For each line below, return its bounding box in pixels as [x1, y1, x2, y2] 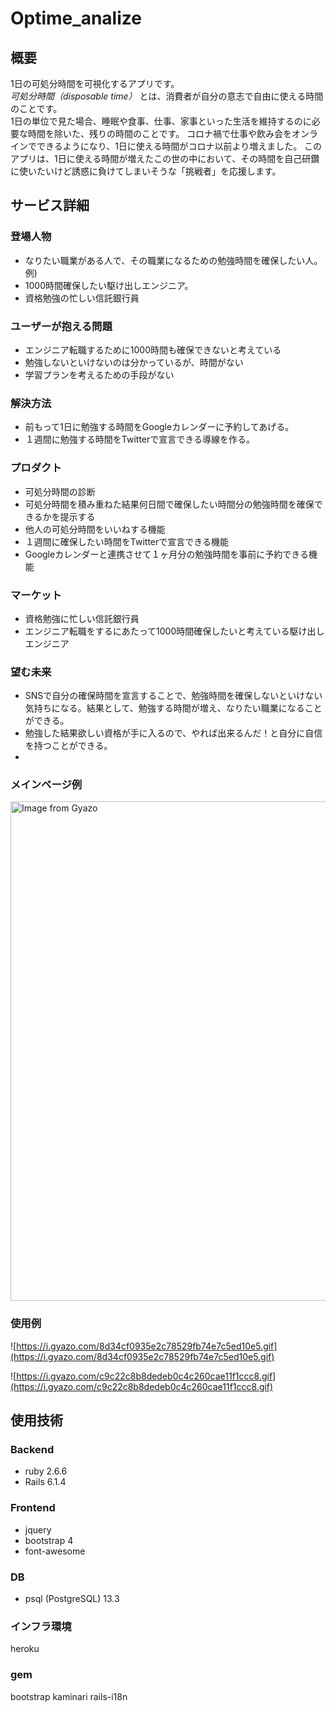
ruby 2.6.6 [24, 1465, 68, 1477]
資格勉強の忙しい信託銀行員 [24, 292, 140, 304]
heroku [10, 1643, 40, 1655]
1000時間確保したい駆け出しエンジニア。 [24, 279, 194, 291]
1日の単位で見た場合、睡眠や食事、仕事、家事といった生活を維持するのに [10, 115, 312, 127]
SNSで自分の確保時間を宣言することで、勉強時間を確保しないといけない [24, 690, 323, 702]
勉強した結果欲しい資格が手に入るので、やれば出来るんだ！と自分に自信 [24, 727, 323, 739]
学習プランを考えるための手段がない [24, 368, 175, 381]
